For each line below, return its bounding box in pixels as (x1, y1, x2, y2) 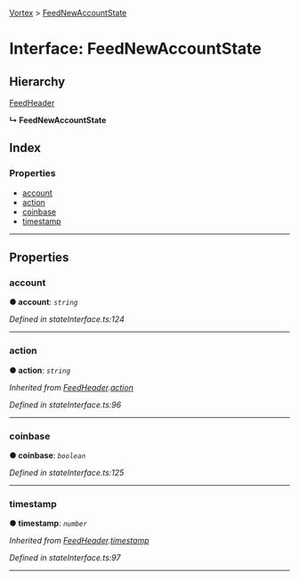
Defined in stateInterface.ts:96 (9, 399, 122, 410)
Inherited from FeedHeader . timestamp (9, 536, 149, 546)
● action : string (9, 365, 71, 375)
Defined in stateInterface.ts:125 (9, 467, 125, 478)
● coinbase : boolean (9, 449, 86, 461)
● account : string (9, 297, 78, 308)
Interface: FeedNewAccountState (9, 39, 263, 59)
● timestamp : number (9, 518, 87, 528)
